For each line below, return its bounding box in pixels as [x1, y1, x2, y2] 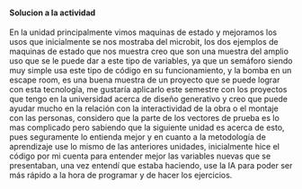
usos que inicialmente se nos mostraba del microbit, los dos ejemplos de [9, 37, 279, 47]
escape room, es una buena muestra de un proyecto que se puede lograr [9, 74, 280, 85]
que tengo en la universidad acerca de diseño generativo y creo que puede [9, 94, 289, 105]
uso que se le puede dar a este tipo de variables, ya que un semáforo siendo [9, 56, 293, 66]
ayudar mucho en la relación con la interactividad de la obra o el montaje [9, 103, 279, 114]
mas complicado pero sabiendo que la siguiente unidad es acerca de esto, [9, 122, 285, 133]
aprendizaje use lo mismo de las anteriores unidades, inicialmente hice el [9, 142, 280, 152]
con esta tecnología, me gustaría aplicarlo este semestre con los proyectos [9, 84, 288, 95]
